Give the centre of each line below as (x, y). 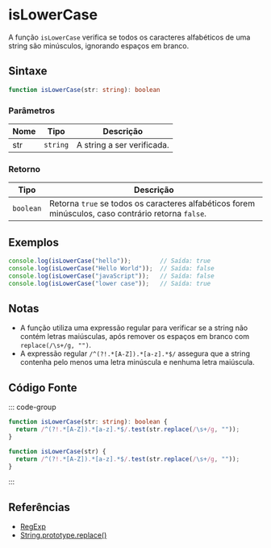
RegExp (33, 527)
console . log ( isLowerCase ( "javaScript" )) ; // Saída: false (112, 276)
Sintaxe (28, 71)
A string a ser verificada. (123, 144)
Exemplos (33, 243)
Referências (40, 507)
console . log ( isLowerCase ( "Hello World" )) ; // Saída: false (112, 268)
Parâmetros (31, 111)
